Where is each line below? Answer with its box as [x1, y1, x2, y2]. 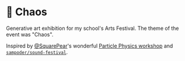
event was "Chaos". [6, 30, 54, 38]
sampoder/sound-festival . [6, 48, 68, 55]
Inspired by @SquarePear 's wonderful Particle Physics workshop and [6, 42, 173, 49]
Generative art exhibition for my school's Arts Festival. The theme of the [6, 25, 179, 32]
